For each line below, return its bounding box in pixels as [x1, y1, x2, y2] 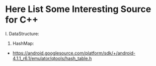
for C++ [5, 14, 39, 25]
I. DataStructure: [5, 30, 39, 36]
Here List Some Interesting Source [5, 3, 151, 15]
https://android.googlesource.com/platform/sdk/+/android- [12, 50, 136, 56]
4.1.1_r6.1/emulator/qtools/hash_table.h [12, 55, 92, 61]
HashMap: [12, 40, 34, 46]
